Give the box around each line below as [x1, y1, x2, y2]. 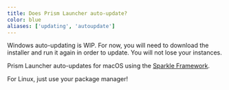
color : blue [7, 16, 41, 23]
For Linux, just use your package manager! [7, 75, 129, 83]
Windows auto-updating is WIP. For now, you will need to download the [7, 42, 209, 50]
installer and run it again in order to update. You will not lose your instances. [7, 48, 222, 57]
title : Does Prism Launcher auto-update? [7, 10, 128, 17]
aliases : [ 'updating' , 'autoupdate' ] [7, 22, 116, 29]
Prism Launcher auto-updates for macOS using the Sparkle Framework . [7, 62, 210, 70]
